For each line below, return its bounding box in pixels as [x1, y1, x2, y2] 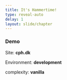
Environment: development [5, 59, 62, 65]
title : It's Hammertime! [5, 7, 57, 13]
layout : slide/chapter [5, 21, 52, 27]
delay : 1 [5, 17, 23, 22]
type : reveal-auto [5, 12, 43, 17]
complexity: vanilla [5, 69, 44, 75]
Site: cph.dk [5, 49, 31, 55]
